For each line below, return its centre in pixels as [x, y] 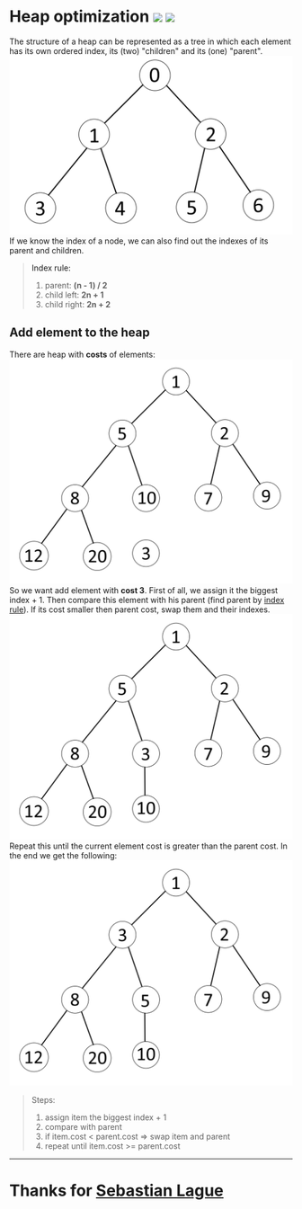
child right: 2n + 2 [77, 304]
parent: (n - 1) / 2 [76, 285]
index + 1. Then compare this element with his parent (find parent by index [147, 600]
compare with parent [84, 1126]
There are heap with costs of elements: [82, 354]
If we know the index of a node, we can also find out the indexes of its [139, 241]
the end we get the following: [63, 855]
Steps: [43, 1099]
